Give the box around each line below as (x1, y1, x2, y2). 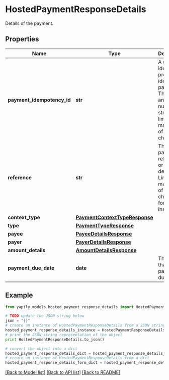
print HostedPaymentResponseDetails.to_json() (5, 337, 105, 342)
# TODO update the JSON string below (5, 313, 84, 319)
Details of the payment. (5, 20, 54, 26)
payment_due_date (8, 264, 55, 271)
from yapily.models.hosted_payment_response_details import (5, 304, 134, 309)
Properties (5, 35, 39, 43)
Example (5, 291, 33, 300)
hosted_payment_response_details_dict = (5, 351, 92, 356)
